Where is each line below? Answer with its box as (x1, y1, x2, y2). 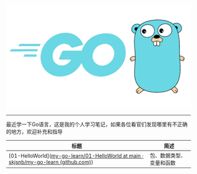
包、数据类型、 (150, 152, 186, 159)
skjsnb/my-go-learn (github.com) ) (8, 159, 94, 166)
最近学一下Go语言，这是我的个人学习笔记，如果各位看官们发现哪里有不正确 (6, 121, 188, 128)
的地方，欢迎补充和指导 (6, 128, 63, 135)
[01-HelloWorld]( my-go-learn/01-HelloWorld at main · (8, 152, 144, 159)
